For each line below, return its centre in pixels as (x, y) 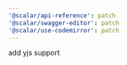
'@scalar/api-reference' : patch (62, 15)
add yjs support (34, 53)
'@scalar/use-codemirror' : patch (64, 30)
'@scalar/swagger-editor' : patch (64, 23)
